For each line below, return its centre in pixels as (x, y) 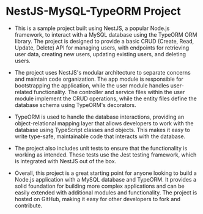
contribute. (28, 205)
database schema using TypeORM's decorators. (75, 105)
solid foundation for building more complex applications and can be (99, 186)
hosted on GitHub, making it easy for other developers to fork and (98, 199)
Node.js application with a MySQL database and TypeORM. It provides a (105, 179)
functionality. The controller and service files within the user (109, 92)
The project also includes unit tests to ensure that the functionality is (101, 148)
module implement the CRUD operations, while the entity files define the (105, 98)
